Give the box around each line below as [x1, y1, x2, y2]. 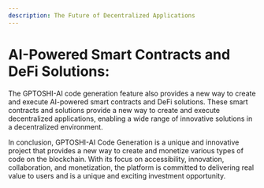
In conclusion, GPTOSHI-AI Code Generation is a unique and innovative [8, 137, 240, 147]
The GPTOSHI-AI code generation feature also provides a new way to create [8, 88, 256, 98]
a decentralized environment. [8, 122, 104, 131]
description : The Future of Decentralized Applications [8, 11, 195, 20]
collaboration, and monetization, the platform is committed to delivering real [8, 163, 255, 172]
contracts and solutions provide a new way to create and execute [8, 105, 221, 115]
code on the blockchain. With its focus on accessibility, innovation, [8, 154, 225, 164]
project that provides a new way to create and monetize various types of [8, 145, 244, 155]
